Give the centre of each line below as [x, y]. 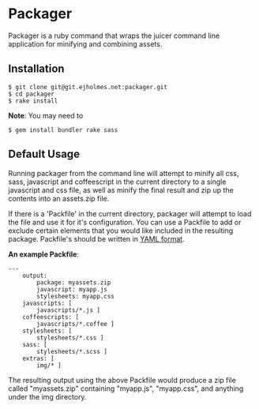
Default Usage [44, 154]
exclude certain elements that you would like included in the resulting [121, 231]
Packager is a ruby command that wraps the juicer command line [114, 36]
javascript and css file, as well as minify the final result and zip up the [121, 189]
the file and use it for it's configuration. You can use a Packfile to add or [125, 222]
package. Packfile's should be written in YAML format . [96, 238]
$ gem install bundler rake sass [63, 130]
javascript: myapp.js [72, 289]
